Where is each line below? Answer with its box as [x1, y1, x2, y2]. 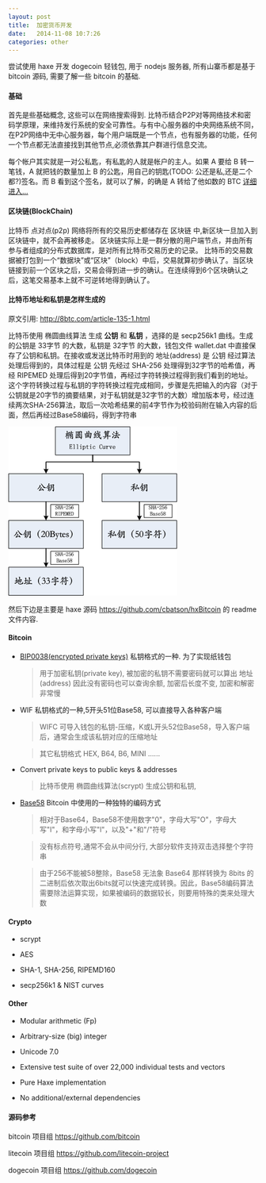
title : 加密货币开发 [8, 21, 73, 29]
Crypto [8, 916, 32, 926]
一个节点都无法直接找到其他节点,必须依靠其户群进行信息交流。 [8, 140, 212, 150]
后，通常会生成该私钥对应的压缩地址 [39, 732, 158, 742]
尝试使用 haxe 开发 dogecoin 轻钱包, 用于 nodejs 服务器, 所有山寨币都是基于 [8, 62, 256, 71]
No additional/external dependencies [19, 1093, 141, 1103]
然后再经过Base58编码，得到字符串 [21, 409, 137, 420]
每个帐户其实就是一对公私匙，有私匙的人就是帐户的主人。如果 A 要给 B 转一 [8, 157, 255, 167]
